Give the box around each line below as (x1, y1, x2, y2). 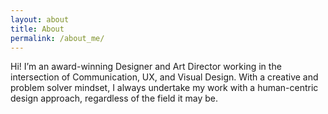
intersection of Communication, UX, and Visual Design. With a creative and (10, 71, 319, 83)
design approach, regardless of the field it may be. (10, 92, 219, 105)
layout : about (10, 14, 70, 25)
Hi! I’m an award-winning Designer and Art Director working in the (10, 61, 282, 73)
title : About (10, 24, 65, 34)
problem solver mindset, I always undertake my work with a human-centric (10, 82, 319, 94)
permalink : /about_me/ (10, 33, 105, 43)
